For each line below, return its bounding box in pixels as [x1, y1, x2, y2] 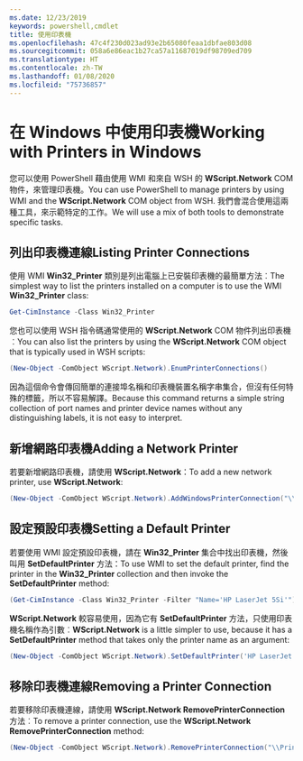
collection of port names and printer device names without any [9, 403, 243, 414]
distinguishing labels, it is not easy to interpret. [9, 412, 183, 424]
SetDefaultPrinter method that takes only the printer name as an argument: [9, 634, 290, 645]
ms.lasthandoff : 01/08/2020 [9, 72, 115, 81]
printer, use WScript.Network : [9, 476, 124, 487]
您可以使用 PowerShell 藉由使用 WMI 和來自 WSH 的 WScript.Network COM [9, 172, 294, 183]
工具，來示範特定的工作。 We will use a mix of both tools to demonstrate [16, 206, 284, 217]
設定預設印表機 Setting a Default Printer [9, 521, 231, 536]
